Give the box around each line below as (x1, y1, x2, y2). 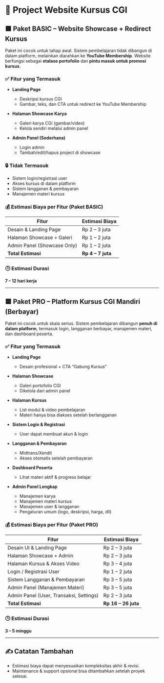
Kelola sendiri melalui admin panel (19, 125, 88, 131)
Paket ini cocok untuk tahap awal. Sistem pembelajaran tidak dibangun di (5, 48, 152, 53)
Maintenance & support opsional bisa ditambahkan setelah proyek (12, 668, 145, 674)
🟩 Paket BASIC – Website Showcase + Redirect (5, 24, 151, 33)
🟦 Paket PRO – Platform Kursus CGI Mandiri (5, 297, 141, 306)
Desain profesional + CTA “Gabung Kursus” (19, 364, 107, 369)
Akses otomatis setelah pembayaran (19, 455, 93, 461)
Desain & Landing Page (7, 226, 61, 233)
